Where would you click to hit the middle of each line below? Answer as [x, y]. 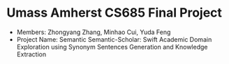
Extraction [31, 54]
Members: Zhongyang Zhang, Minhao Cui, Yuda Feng [94, 32]
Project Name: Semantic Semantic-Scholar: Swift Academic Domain [114, 39]
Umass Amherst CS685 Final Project [114, 13]
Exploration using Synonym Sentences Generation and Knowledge [112, 47]
